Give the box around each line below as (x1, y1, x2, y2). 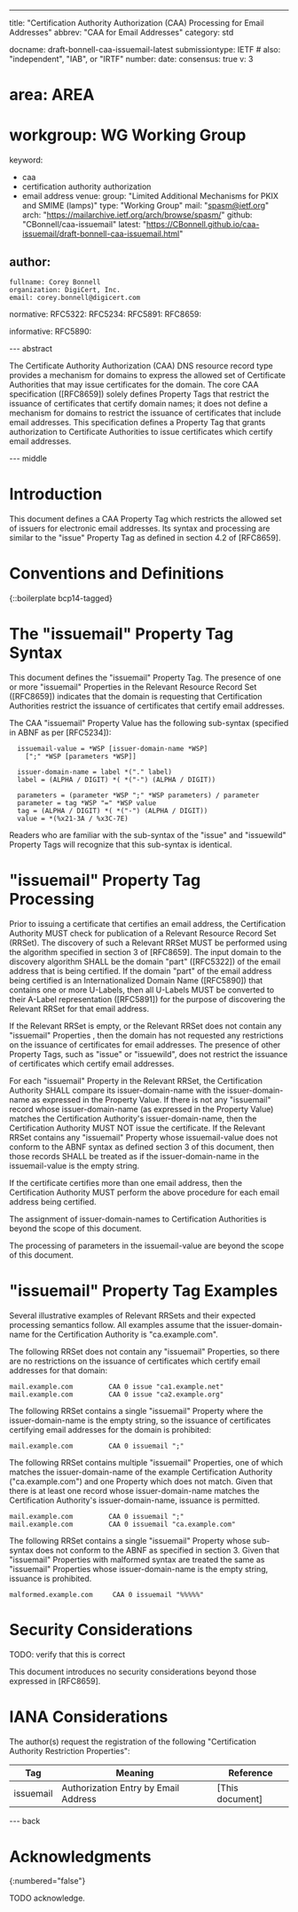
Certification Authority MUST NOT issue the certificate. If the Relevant (9, 1122, 266, 1133)
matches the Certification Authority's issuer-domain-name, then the (9, 1113, 257, 1124)
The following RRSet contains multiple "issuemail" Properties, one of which (9, 1457, 284, 1467)
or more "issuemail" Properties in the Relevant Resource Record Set (9, 681, 257, 692)
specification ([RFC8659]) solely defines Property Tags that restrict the (9, 388, 270, 399)
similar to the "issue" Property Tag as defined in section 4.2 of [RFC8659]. (9, 532, 281, 542)
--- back (9, 1815, 41, 1826)
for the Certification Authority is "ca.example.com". (31, 1329, 219, 1339)
